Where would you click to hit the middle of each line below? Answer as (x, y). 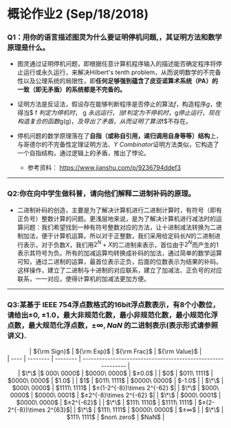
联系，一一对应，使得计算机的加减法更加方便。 (83, 279)
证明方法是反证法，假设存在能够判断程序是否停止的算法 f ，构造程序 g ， (117, 104)
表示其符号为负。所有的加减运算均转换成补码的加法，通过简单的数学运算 (119, 253)
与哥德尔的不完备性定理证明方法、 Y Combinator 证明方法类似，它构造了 (118, 144)
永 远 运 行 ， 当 (107, 113)
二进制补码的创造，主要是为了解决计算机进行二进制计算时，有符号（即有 (119, 210)
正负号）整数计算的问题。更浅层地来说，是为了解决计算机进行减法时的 (117, 218)
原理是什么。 (29, 47)
